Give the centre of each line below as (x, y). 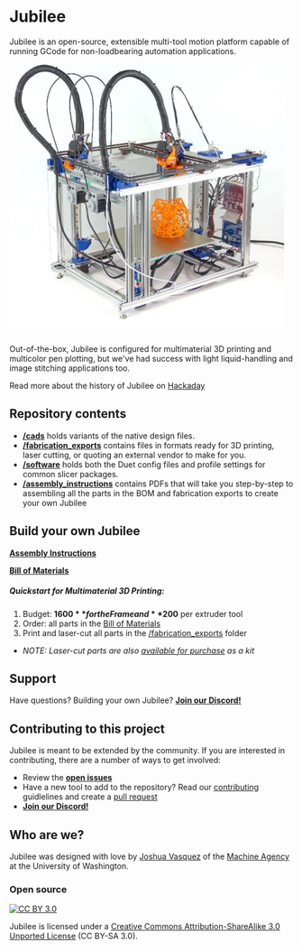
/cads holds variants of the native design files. (109, 436)
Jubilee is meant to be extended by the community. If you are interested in (147, 751)
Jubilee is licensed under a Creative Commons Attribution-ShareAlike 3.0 (145, 927)
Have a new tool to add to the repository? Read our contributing (141, 788)
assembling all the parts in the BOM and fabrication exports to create (151, 493)
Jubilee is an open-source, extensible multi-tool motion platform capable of (150, 42)
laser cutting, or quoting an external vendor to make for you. (134, 455)
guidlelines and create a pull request (90, 797)
